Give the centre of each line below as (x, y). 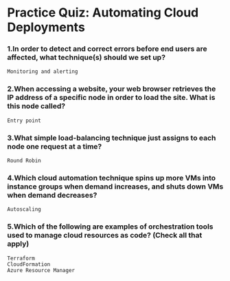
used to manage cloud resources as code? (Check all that (105, 236)
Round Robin (24, 161)
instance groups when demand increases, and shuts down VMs (115, 186)
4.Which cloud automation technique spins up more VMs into (112, 178)
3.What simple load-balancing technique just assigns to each (112, 138)
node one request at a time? (55, 146)
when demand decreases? (52, 195)
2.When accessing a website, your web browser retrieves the (112, 89)
